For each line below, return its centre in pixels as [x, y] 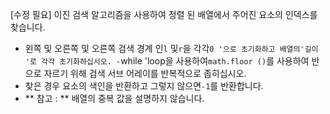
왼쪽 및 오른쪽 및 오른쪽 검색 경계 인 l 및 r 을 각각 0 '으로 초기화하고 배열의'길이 [171, 48]
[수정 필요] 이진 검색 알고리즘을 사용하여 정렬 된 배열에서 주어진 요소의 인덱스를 [164, 14]
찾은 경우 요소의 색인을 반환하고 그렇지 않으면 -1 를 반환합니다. [144, 86]
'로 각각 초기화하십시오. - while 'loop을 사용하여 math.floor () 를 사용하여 [167, 61]
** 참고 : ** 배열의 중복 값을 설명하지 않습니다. [114, 98]
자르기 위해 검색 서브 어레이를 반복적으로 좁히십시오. [145, 73]
